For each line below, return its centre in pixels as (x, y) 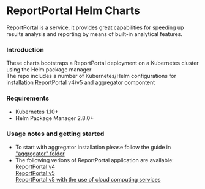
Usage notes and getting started (55, 134)
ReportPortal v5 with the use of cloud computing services (88, 179)
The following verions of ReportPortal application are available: (95, 160)
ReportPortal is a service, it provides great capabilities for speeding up (95, 27)
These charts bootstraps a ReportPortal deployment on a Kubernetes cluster (102, 63)
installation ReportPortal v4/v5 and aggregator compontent (81, 82)
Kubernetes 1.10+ (37, 112)
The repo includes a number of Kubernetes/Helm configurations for (91, 76)
